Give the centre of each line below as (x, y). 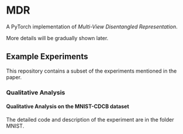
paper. (14, 77)
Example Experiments (47, 57)
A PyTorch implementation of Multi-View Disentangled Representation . (92, 27)
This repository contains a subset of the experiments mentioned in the (91, 71)
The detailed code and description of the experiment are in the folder (90, 119)
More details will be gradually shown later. (57, 38)
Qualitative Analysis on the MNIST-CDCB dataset (68, 106)
